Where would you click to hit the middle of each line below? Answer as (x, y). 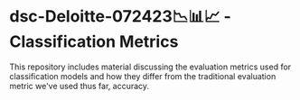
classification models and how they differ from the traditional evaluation (143, 76)
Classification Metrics (94, 42)
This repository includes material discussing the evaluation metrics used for (150, 67)
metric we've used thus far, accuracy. (80, 86)
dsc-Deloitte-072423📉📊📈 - (121, 17)
